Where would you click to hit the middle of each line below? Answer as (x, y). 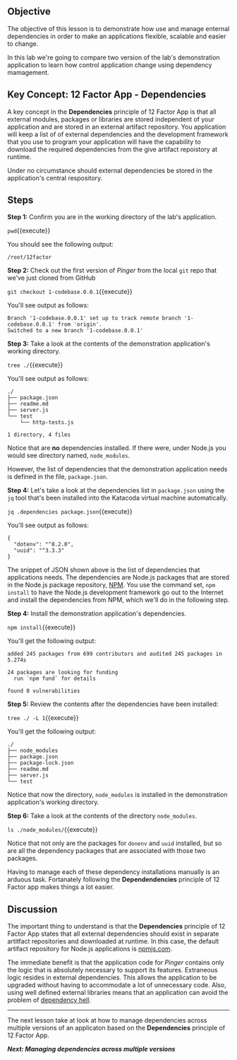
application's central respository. (55, 178)
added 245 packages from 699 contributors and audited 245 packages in (115, 654)
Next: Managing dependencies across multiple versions (91, 1049)
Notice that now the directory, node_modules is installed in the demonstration (117, 795)
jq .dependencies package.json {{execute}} (70, 512)
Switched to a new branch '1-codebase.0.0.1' (75, 331)
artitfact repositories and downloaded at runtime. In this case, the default (113, 941)
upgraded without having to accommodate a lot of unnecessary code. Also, (117, 985)
